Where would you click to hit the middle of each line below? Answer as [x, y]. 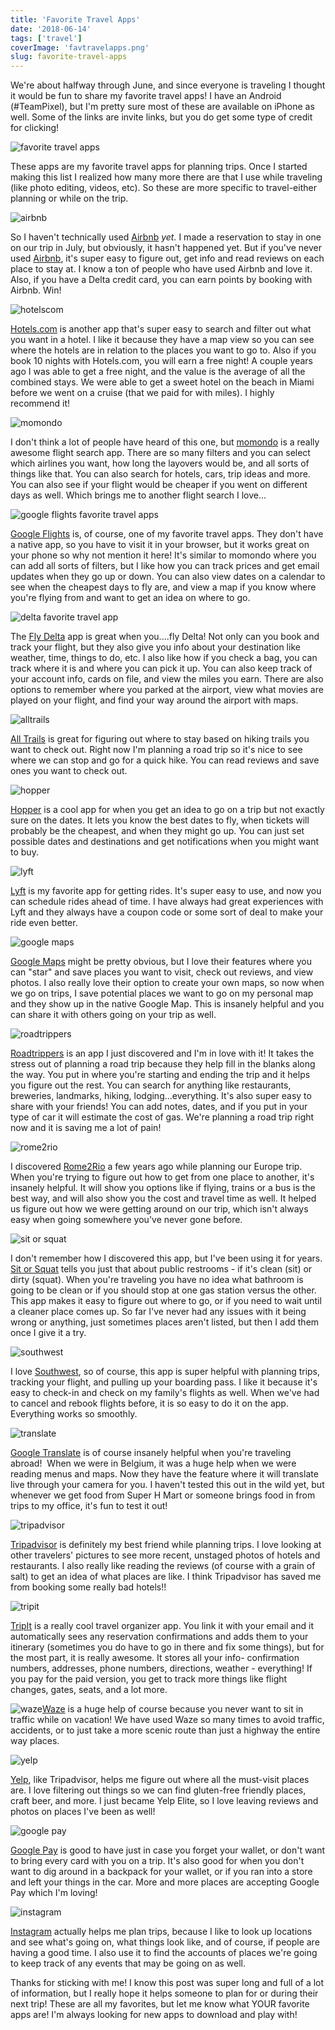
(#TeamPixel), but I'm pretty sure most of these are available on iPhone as [162, 107]
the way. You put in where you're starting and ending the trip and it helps [160, 1075]
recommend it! [40, 403]
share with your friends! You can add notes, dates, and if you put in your [159, 1107]
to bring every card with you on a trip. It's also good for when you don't [157, 1861]
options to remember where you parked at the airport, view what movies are [167, 690]
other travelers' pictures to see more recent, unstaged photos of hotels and [165, 1555]
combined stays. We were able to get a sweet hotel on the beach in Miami [162, 382]
